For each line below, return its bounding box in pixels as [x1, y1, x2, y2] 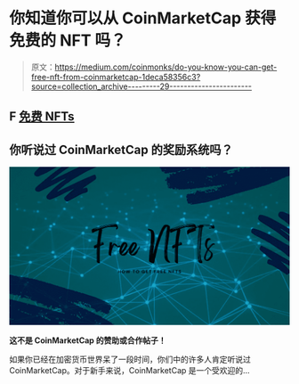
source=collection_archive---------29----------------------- [30, 81, 252, 92]
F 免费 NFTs [9, 109, 75, 125]
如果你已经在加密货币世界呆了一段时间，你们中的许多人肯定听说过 [9, 354, 251, 365]
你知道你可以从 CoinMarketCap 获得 [9, 8, 277, 29]
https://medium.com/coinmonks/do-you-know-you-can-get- [54, 61, 278, 72]
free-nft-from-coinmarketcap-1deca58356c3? [30, 71, 201, 82]
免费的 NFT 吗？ [9, 30, 126, 51]
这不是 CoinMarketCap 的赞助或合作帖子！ [9, 335, 166, 346]
